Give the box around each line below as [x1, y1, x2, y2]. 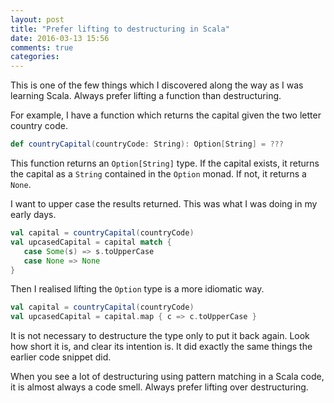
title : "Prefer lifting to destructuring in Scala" [10, 24, 230, 34]
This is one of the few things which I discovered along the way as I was [10, 79, 304, 91]
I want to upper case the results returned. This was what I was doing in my [10, 198, 318, 210]
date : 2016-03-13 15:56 [10, 33, 110, 43]
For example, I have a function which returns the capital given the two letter [10, 109, 322, 121]
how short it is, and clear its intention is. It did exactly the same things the [10, 341, 313, 353]
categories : [10, 52, 60, 62]
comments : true [10, 42, 74, 53]
